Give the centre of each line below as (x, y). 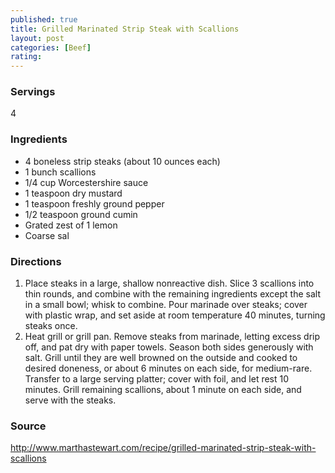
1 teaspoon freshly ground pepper (94, 203)
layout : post (37, 38)
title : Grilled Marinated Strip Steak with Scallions (125, 29)
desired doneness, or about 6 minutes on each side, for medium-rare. (168, 368)
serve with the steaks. (70, 400)
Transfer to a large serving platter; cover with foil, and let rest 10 (157, 379)
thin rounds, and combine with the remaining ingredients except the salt (173, 294)
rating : (26, 57)
